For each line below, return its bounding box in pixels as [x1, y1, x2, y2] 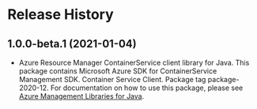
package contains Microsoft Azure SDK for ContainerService [18, 66, 217, 76]
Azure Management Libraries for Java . [18, 92, 145, 100]
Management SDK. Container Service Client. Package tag [18, 75, 206, 84]
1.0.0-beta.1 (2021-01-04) [7, 37, 137, 51]
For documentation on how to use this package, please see [50, 83, 244, 92]
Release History [7, 6, 114, 24]
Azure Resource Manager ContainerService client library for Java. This [18, 58, 250, 67]
